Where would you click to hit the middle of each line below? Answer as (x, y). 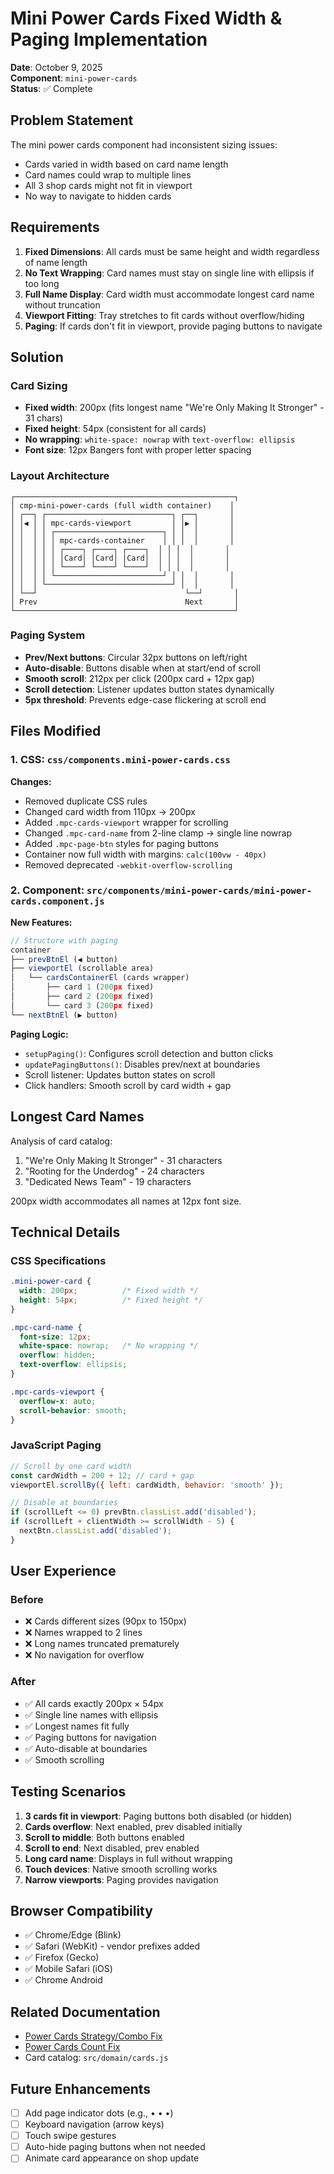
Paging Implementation (109, 39)
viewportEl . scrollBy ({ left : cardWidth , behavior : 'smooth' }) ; (147, 1485)
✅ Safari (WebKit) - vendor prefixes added (112, 1946)
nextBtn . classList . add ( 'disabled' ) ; (95, 1531)
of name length (56, 262)
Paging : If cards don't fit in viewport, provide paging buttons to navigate (173, 326)
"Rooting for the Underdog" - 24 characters (114, 1171)
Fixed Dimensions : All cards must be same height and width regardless (172, 251)
